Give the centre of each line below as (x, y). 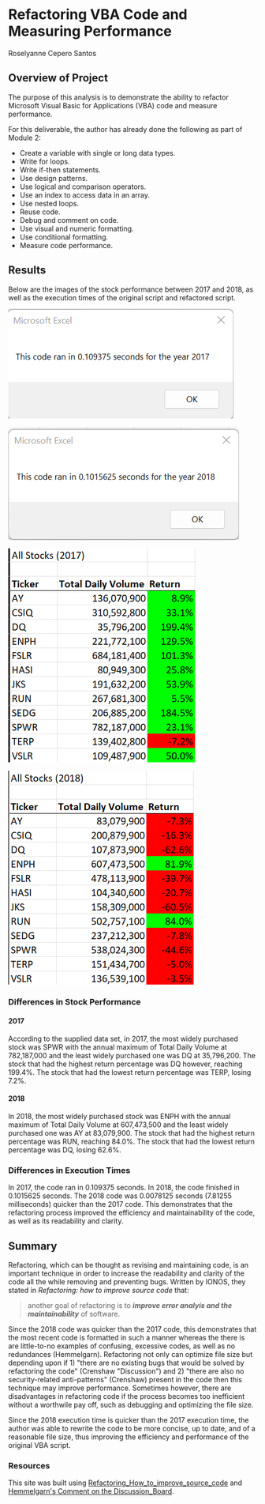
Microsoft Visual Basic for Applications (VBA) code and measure (113, 105)
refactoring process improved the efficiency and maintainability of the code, (132, 1213)
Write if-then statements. (60, 170)
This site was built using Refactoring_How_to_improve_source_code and (125, 1483)
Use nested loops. (49, 203)
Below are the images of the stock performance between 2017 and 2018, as (131, 289)
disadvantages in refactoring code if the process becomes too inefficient (127, 1396)
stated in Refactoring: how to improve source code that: (99, 1290)
